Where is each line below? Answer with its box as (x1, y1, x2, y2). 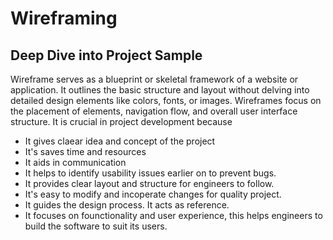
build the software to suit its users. (24, 220, 168, 232)
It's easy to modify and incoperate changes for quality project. (24, 188, 282, 200)
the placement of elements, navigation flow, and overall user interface (10, 105, 298, 117)
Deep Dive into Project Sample (10, 47, 203, 64)
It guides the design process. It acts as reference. (24, 199, 230, 211)
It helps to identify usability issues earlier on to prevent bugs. (24, 167, 277, 179)
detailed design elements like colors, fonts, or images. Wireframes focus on (10, 95, 322, 106)
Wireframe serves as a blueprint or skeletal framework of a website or (10, 73, 299, 85)
